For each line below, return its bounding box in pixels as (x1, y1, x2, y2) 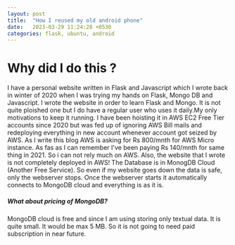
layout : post (7, 10, 46, 18)
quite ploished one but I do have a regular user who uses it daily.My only (7, 106, 217, 115)
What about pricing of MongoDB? (7, 196, 108, 205)
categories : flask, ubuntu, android (7, 30, 115, 37)
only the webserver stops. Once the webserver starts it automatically (7, 173, 208, 182)
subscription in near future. (7, 230, 87, 238)
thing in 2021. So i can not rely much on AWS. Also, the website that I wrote (7, 151, 226, 159)
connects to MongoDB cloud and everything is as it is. (7, 181, 164, 189)
